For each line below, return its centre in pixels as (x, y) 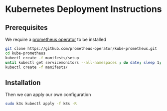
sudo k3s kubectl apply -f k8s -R (41, 104)
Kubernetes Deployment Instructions (83, 9)
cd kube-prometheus (25, 53)
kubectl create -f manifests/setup (42, 58)
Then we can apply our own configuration (48, 95)
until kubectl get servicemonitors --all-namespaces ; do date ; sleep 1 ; (83, 62)
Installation (23, 82)
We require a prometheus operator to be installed (56, 39)
